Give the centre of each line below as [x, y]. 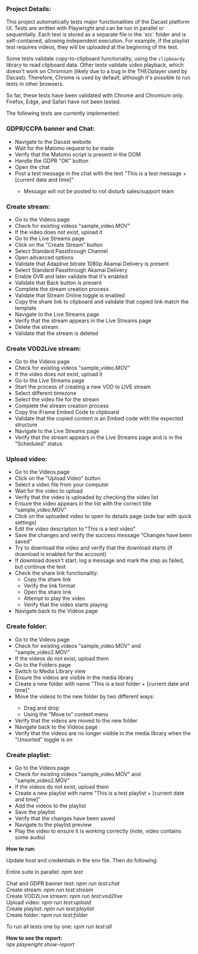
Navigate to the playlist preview [53, 825]
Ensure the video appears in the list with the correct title [83, 504]
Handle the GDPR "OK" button [52, 161]
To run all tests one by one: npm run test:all [59, 927]
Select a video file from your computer [62, 485]
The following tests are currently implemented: [63, 113]
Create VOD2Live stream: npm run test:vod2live [64, 896]
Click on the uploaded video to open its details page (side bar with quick [103, 516]
